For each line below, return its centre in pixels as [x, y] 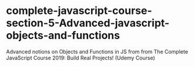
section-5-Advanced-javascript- [88, 23]
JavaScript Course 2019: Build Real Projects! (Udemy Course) [81, 58]
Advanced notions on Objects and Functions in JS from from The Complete [97, 51]
